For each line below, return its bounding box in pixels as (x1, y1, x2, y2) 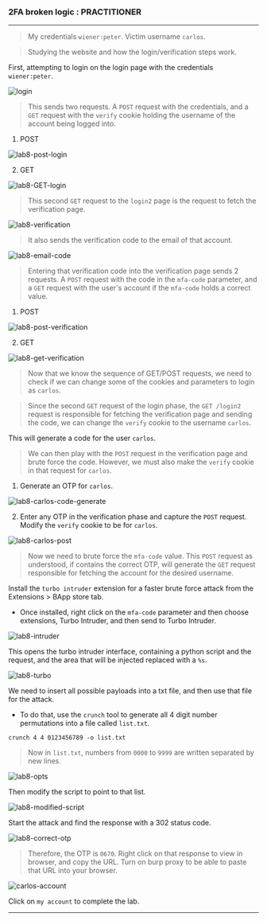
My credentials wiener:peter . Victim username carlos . (27, 32, 206, 41)
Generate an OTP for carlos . (19, 481, 114, 491)
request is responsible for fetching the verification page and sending (27, 409, 253, 420)
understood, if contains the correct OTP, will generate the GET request (27, 560, 256, 569)
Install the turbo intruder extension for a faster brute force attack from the (8, 583, 254, 593)
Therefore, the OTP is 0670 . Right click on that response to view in (27, 849, 243, 858)
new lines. (27, 756, 62, 766)
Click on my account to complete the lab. (8, 896, 140, 906)
